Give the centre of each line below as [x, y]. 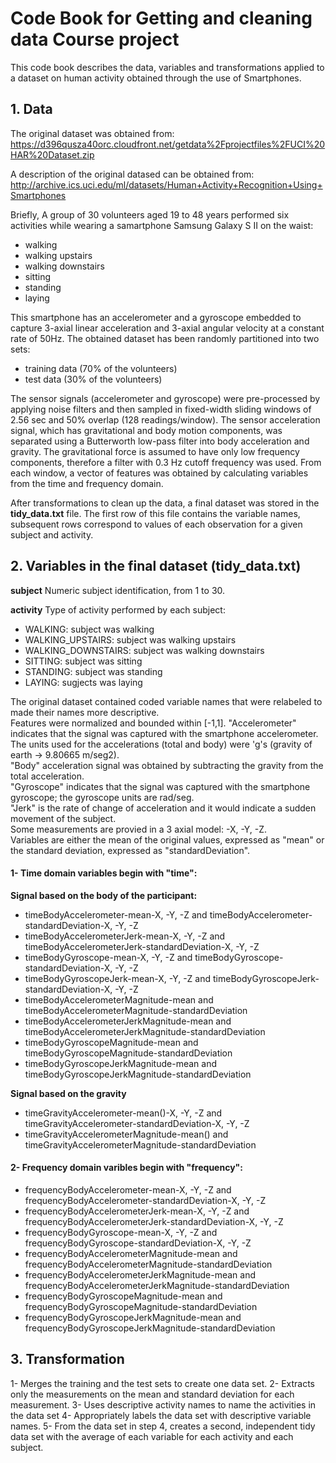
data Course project [95, 39]
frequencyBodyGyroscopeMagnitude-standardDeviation [141, 1306]
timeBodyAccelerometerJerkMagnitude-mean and [128, 1021]
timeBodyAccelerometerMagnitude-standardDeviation [136, 1010]
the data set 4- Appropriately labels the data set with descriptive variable [161, 1415]
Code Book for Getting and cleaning [161, 18]
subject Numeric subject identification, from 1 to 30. [118, 590]
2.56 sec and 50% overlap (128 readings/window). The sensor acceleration [165, 419]
